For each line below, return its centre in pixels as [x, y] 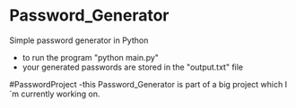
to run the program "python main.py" [91, 57]
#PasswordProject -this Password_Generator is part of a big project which [146, 84]
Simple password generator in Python [79, 40]
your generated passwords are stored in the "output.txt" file [133, 67]
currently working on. [61, 94]
